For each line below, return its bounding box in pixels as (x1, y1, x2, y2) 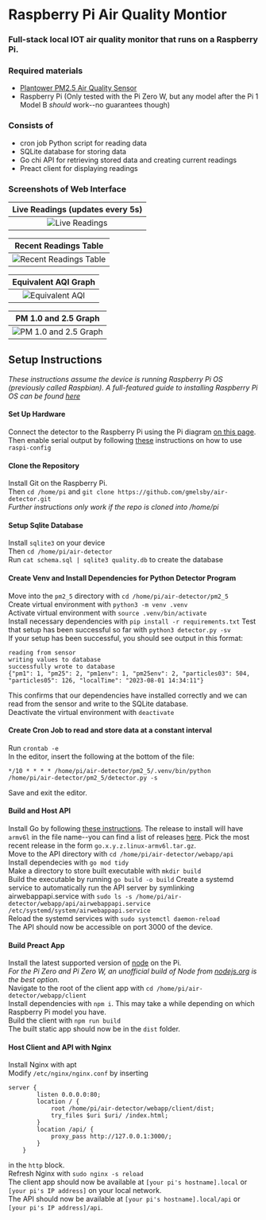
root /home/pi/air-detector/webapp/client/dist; (50, 1105, 215, 1113)
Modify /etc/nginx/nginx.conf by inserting (8, 1068, 148, 1078)
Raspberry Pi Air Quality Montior (8, 6, 228, 24)
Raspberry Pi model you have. (8, 1008, 107, 1017)
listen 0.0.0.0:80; (37, 1091, 102, 1099)
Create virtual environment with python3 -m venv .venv (8, 599, 188, 609)
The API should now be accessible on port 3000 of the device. (8, 923, 213, 932)
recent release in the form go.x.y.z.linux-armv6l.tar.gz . (8, 841, 197, 850)
